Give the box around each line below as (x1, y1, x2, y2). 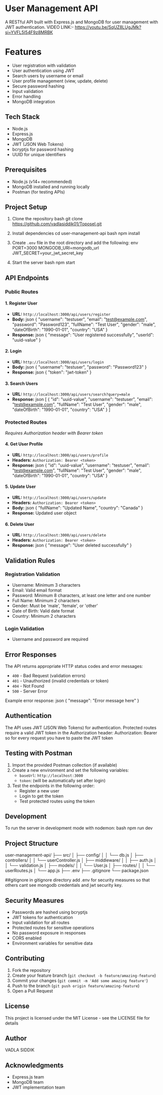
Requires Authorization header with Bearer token (5, 430, 103, 436)
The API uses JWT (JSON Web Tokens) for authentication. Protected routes (5, 724, 157, 730)
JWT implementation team (12, 1084, 65, 1090)
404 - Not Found (12, 683, 45, 689)
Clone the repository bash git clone (12, 216, 83, 222)
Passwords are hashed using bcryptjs (12, 909, 88, 915)
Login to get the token (19, 793, 64, 799)
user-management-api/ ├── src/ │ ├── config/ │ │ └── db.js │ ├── (5, 852, 144, 858)
